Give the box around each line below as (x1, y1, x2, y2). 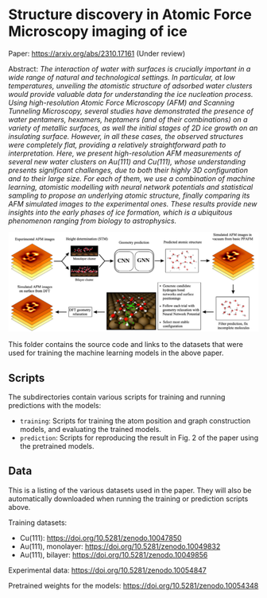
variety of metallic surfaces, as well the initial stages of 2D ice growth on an (8, 123, 258, 133)
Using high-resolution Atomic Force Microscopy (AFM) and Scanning (8, 98, 235, 107)
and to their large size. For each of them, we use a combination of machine (8, 173, 256, 183)
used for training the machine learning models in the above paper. (8, 348, 224, 358)
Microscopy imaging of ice (8, 22, 188, 41)
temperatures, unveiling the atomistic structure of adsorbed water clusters (8, 81, 253, 91)
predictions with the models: (8, 401, 102, 411)
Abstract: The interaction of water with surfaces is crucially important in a (8, 64, 251, 73)
